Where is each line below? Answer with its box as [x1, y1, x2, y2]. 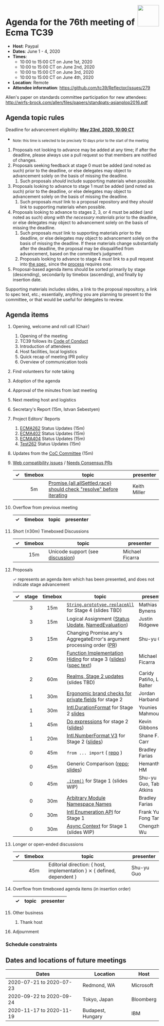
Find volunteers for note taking [12, 369, 74, 375]
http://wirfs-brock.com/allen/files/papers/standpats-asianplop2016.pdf [5, 99, 148, 105]
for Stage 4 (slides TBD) [66, 607, 122, 614]
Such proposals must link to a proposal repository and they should [19, 199, 153, 204]
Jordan [138, 690, 155, 697]
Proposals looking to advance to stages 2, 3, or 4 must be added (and [12, 209, 153, 215]
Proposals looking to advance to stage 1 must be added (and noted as [12, 183, 153, 189]
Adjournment [12, 929, 39, 935]
